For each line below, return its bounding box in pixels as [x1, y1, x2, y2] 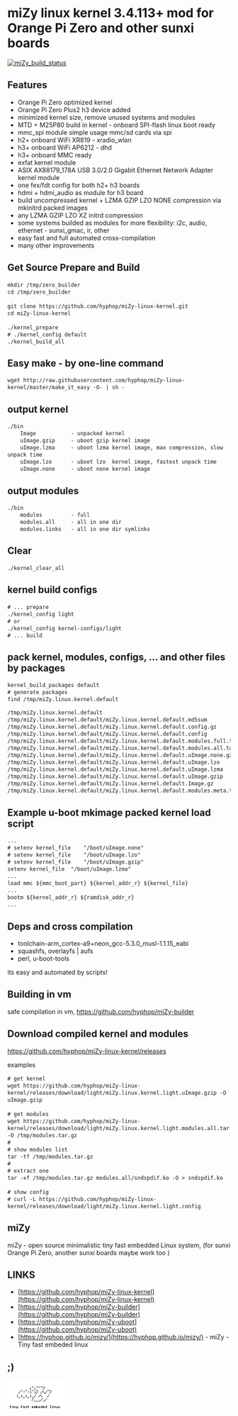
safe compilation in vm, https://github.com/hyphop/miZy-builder [7, 1007, 195, 1015]
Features [7, 79, 47, 91]
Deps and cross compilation [7, 920, 133, 932]
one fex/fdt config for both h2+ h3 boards [17, 181, 140, 189]
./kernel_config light [7, 611, 74, 618]
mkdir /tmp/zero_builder [7, 281, 81, 289]
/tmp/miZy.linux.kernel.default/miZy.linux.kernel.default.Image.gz [7, 780, 214, 788]
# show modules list [7, 1146, 69, 1153]
